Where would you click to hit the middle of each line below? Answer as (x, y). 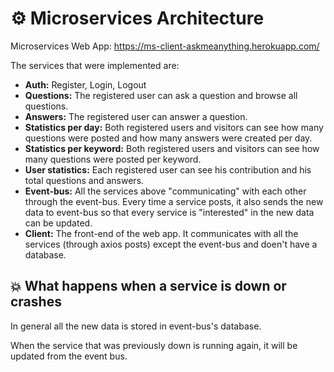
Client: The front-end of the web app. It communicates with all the (161, 233)
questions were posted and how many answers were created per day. (168, 138)
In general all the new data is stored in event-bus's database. (136, 326)
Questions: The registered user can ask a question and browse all (161, 95)
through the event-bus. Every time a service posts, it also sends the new (174, 201)
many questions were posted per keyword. (113, 159)
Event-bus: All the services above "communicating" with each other (165, 191)
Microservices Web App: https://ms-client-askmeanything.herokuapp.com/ (165, 46)
